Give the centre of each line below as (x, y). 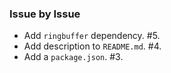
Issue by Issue (45, 14)
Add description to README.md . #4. (92, 46)
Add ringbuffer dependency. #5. (92, 36)
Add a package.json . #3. (73, 57)
